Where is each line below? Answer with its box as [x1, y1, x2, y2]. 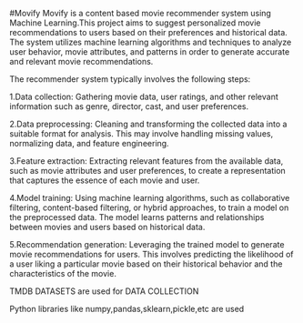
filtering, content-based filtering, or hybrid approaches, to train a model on [9, 202, 289, 213]
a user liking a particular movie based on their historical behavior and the [9, 258, 283, 269]
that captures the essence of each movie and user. [9, 175, 200, 186]
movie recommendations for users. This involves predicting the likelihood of [9, 249, 294, 259]
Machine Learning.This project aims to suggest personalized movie [9, 17, 261, 28]
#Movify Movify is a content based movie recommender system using [9, 8, 271, 18]
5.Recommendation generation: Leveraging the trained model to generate [9, 239, 285, 249]
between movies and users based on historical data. [9, 222, 206, 232]
